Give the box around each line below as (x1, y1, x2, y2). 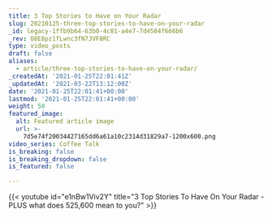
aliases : (8, 58, 38, 66)
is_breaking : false (8, 147, 75, 156)
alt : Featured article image (15, 118, 114, 126)
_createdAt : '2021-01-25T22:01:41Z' (8, 72, 132, 80)
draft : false (8, 49, 53, 58)
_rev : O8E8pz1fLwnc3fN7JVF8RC (8, 34, 111, 43)
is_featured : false (8, 163, 75, 171)
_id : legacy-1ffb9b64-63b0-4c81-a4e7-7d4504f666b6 (8, 27, 183, 35)
